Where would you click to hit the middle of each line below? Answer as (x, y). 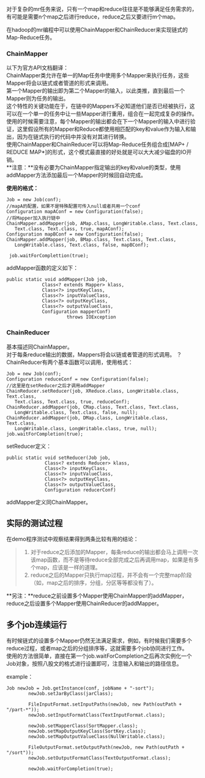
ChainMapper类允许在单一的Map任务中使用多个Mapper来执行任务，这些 (98, 75)
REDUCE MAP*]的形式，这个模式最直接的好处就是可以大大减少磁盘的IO (96, 152)
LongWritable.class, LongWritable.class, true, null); (86, 428)
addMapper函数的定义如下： (43, 268)
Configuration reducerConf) (80, 490)
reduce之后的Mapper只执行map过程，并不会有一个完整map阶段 (111, 575)
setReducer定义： (29, 446)
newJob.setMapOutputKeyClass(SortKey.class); (88, 731)
